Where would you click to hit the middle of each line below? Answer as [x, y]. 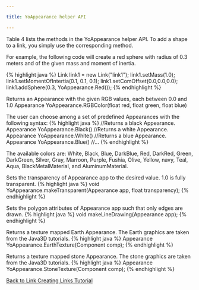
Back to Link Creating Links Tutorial [50, 280]
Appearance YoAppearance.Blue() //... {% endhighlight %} [78, 142]
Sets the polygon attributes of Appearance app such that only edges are [94, 208]
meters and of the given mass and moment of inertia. [71, 63]
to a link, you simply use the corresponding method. [70, 45]
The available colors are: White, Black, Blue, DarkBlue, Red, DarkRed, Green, [99, 153]
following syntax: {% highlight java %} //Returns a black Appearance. [91, 123]
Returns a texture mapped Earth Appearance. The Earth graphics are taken [98, 232]
